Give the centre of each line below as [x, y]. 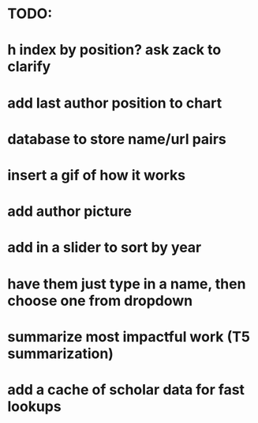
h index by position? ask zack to [114, 50]
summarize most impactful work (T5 [129, 336]
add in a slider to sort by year [105, 248]
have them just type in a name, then [127, 283]
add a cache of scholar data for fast [126, 389]
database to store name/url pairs [117, 139]
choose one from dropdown [100, 300]
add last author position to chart [115, 103]
